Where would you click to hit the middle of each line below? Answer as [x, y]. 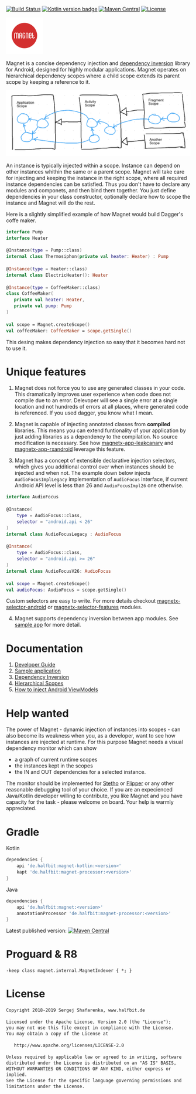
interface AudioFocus [32, 497]
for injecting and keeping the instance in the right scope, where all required [97, 178]
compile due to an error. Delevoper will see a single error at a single [96, 400]
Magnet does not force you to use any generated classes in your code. [100, 388]
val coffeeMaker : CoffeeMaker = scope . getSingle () [69, 331]
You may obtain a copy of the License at [57, 1034]
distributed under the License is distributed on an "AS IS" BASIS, [91, 1063]
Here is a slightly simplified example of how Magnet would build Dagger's [94, 214]
